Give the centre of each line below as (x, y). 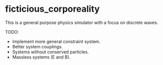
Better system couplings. (37, 46)
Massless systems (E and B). (41, 57)
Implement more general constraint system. (56, 41)
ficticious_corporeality (52, 9)
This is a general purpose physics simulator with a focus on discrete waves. (82, 22)
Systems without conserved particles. (51, 52)
